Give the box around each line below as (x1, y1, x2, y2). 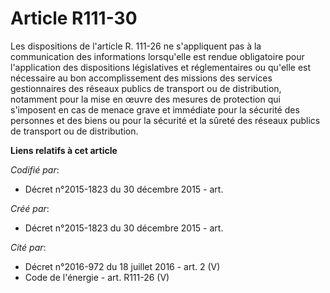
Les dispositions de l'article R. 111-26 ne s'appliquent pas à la (10, 40, 262, 52)
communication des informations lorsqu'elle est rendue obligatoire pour (10, 50, 305, 62)
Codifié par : (10, 163, 60, 176)
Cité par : (10, 241, 47, 253)
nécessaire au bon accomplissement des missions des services (10, 72, 273, 84)
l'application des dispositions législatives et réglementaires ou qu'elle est (10, 61, 312, 73)
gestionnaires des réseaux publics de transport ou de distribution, (10, 82, 282, 94)
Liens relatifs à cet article (10, 144, 118, 156)
